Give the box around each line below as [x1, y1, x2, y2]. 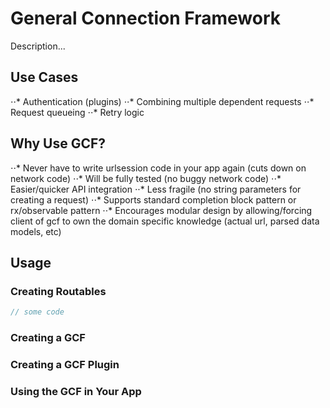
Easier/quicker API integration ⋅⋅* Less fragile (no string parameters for [10, 183, 302, 195]
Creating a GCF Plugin [10, 357, 120, 371]
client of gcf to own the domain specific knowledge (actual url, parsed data [10, 215, 320, 227]
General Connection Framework [10, 7, 281, 30]
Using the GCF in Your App [10, 384, 142, 398]
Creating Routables [10, 284, 107, 298]
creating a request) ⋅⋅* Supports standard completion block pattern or [10, 193, 297, 206]
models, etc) [10, 225, 62, 237]
